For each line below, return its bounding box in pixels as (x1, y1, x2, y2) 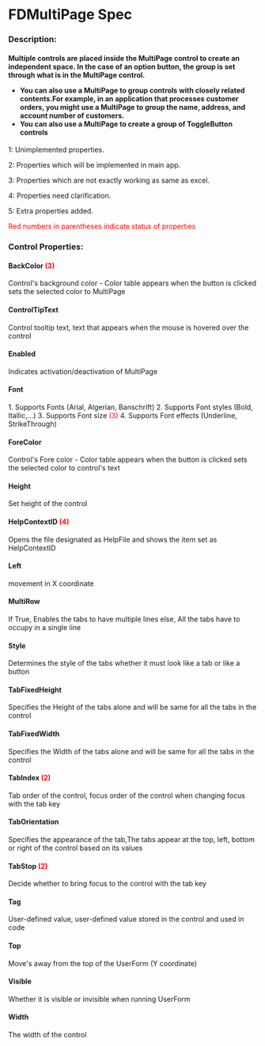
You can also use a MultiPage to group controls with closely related (19, 85, 245, 95)
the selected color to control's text (8, 463, 120, 473)
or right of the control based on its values (8, 844, 143, 853)
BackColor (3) (8, 261, 55, 270)
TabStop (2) (8, 861, 48, 870)
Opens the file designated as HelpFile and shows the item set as (8, 534, 218, 544)
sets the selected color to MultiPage (8, 287, 126, 296)
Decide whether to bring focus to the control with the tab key (8, 879, 207, 889)
